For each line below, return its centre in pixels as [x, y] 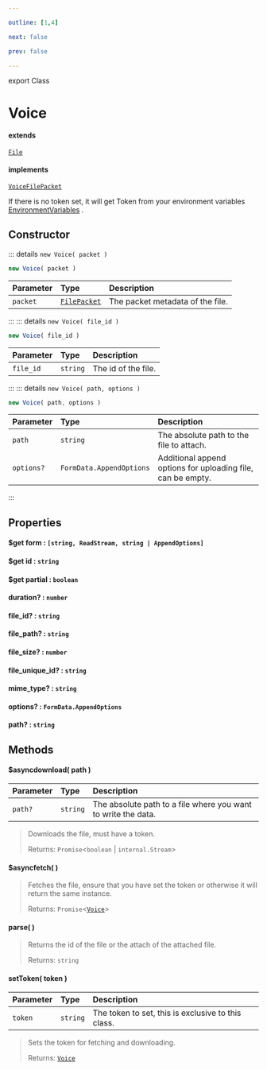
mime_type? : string [43, 688]
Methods [31, 749]
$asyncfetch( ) [33, 867]
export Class [29, 81]
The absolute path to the [203, 436]
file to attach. [182, 445]
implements [29, 170]
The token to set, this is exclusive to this [167, 1013]
